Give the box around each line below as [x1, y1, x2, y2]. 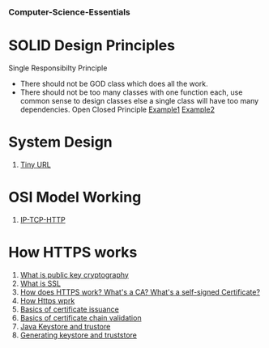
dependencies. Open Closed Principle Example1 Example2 [19, 104, 215, 114]
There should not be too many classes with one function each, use [19, 87, 243, 97]
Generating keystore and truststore [19, 330, 138, 340]
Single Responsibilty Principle [8, 63, 108, 73]
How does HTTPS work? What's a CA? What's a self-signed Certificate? [19, 286, 261, 297]
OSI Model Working [8, 188, 142, 206]
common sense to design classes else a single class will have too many [19, 95, 259, 105]
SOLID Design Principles [8, 36, 176, 55]
